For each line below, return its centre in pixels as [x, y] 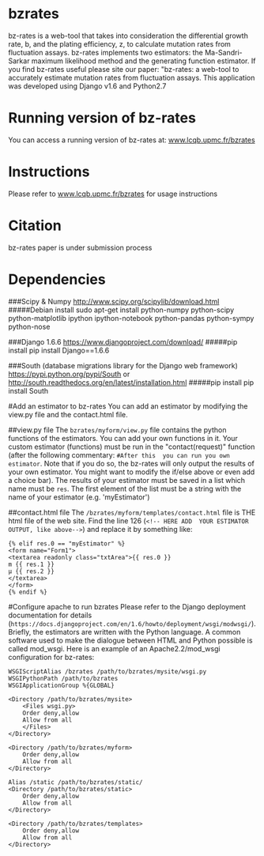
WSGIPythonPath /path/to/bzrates [63, 678]
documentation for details [50, 615]
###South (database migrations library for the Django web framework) [123, 365]
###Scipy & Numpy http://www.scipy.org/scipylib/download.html [114, 301]
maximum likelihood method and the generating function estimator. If [143, 61]
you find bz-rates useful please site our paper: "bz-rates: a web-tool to [124, 69]
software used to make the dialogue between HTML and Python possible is [130, 640]
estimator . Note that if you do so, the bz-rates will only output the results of [131, 463]
